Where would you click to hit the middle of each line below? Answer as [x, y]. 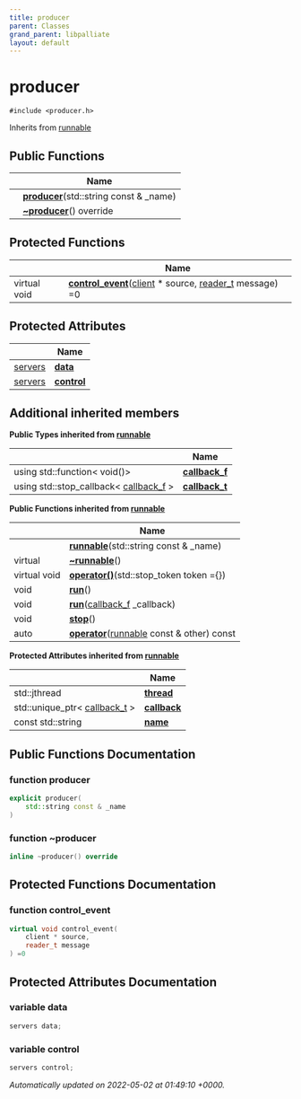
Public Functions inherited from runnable [87, 509]
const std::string [48, 722]
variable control [44, 1049]
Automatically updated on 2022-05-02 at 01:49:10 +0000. [117, 1085]
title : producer [39, 18]
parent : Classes [39, 26]
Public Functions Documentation [103, 754]
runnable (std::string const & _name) [145, 546]
